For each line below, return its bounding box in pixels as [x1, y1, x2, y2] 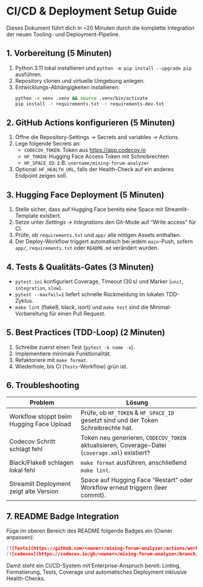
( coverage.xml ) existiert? [80, 449, 150, 457]
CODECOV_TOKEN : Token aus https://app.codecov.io [24, 146, 146, 154]
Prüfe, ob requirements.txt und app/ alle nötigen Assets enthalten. [14, 232, 181, 239]
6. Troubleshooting [6, 380, 80, 391]
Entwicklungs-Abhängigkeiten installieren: [14, 83, 120, 91]
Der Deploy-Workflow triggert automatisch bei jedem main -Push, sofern [14, 238, 193, 245]
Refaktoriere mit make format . [14, 356, 88, 363]
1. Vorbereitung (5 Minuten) [6, 48, 112, 59]
